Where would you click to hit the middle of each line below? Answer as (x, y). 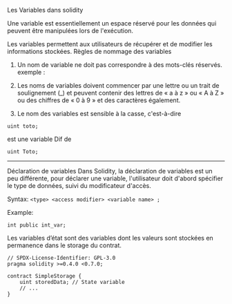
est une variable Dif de (39, 139)
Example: (20, 212)
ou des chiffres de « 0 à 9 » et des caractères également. (99, 100)
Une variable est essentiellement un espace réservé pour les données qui (112, 23)
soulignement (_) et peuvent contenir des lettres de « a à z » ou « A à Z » (120, 93)
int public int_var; (37, 225)
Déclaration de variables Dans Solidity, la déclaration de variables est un (110, 171)
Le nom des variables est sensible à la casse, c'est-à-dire (99, 114)
